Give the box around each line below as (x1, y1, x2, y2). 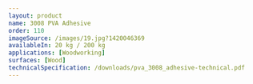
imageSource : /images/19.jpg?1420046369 (8, 34, 146, 42)
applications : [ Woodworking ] (8, 49, 106, 57)
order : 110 (8, 26, 45, 34)
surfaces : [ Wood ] (8, 57, 66, 65)
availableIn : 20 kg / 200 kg (8, 42, 106, 50)
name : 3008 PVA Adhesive (8, 19, 91, 27)
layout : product (8, 11, 62, 20)
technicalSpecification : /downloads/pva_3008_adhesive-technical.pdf (8, 64, 246, 72)
